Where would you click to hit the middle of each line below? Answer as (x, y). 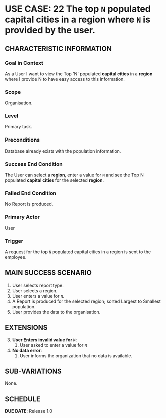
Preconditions (23, 140)
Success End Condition (34, 164)
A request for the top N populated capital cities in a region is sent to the (78, 252)
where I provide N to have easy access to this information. (65, 79)
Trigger (14, 241)
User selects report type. (38, 285)
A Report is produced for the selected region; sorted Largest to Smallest (86, 301)
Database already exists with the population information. (63, 151)
